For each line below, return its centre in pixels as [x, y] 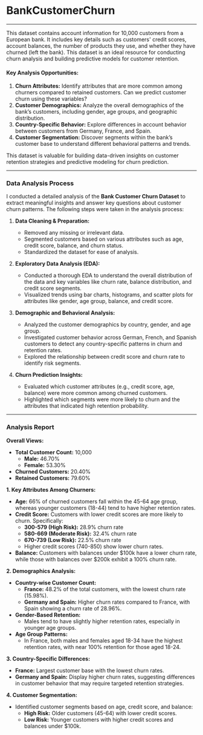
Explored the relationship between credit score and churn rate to [105, 357]
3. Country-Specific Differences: [48, 658]
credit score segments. [53, 289]
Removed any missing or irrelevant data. [74, 233]
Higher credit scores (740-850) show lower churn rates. [94, 546]
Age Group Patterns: [41, 634]
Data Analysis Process [40, 183]
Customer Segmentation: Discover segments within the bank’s [94, 137]
